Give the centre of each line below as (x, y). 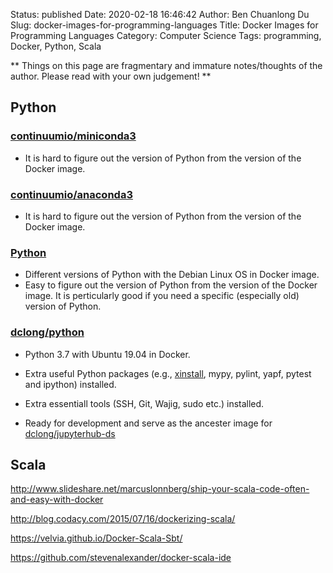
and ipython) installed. (70, 384)
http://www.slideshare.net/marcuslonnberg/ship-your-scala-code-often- (160, 489)
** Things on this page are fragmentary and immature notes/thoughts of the (166, 65)
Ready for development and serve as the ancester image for (148, 423)
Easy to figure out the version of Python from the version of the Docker (171, 285)
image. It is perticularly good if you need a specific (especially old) (162, 296)
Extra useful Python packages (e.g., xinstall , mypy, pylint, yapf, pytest (168, 373)
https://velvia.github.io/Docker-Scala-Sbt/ (96, 538)
